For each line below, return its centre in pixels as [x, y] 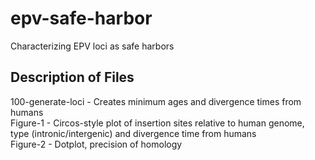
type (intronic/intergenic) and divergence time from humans [133, 133]
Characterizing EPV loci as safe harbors [92, 46]
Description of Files [72, 77]
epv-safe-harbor [81, 18]
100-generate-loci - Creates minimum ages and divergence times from [156, 101]
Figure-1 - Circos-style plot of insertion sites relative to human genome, [157, 123]
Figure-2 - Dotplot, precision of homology [96, 144]
